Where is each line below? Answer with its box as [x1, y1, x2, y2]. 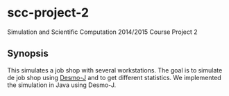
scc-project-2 [7, 5, 89, 21]
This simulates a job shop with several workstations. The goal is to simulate [7, 66, 223, 74]
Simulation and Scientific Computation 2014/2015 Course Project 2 [7, 28, 198, 36]
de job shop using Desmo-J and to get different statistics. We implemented [7, 73, 222, 81]
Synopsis [7, 48, 49, 59]
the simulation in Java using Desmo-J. [7, 81, 117, 89]
